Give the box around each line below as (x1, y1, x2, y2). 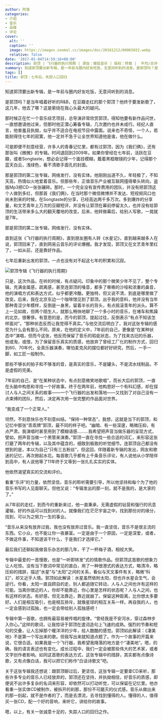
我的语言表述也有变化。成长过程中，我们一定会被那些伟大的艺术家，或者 (13, 645, 158, 652)
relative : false (9, 52, 42, 57)
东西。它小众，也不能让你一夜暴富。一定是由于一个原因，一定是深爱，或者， (5, 530, 158, 536)
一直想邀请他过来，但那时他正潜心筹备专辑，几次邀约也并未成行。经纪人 (5, 121, 149, 127)
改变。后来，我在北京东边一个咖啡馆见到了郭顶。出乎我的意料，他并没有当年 (5, 296, 158, 302)
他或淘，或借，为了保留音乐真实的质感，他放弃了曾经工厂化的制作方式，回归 (5, 339, 158, 344)
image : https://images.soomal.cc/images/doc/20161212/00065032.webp (9, 47, 151, 52)
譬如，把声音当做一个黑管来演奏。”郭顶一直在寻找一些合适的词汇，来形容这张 (5, 434, 158, 440)
